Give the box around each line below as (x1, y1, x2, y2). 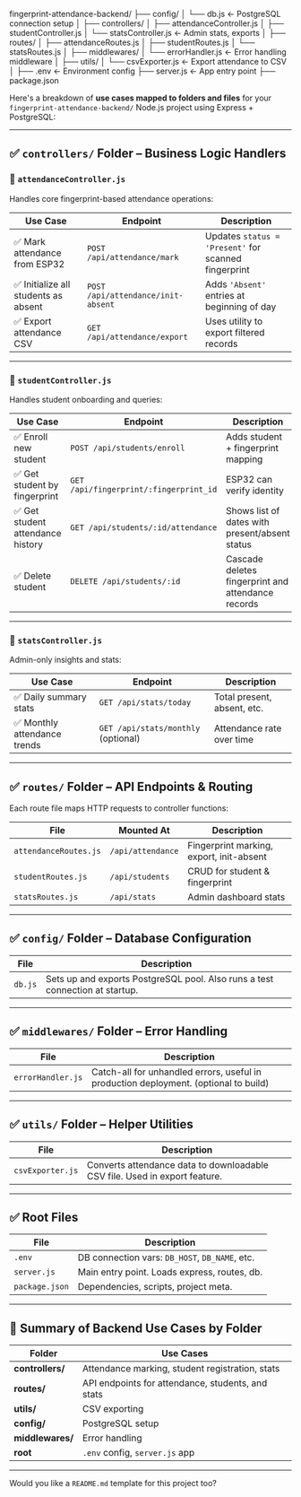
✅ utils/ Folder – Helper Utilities (9, 1117, 194, 1132)
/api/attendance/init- (86, 290, 184, 300)
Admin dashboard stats (187, 891, 286, 903)
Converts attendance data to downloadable (86, 1158, 269, 1171)
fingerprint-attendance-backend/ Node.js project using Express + (9, 102, 254, 112)
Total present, (213, 691, 272, 703)
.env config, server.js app (82, 1447, 195, 1459)
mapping (225, 453, 263, 466)
